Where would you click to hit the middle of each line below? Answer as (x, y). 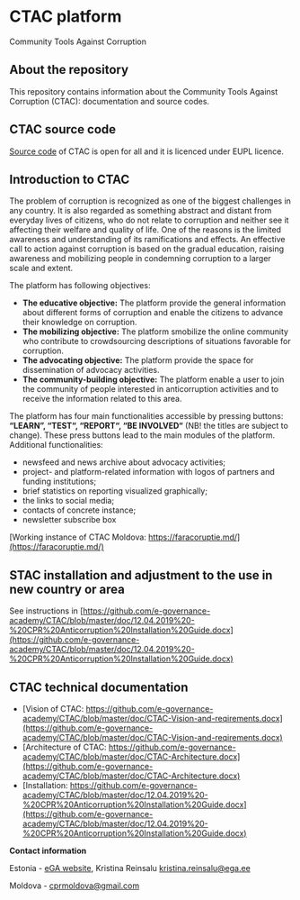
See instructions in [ (46, 611)
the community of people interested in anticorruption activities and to (150, 389)
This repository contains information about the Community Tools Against (144, 91)
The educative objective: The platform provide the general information (154, 303)
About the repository (69, 70)
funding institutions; (59, 482)
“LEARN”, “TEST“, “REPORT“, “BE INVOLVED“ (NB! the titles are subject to (149, 426)
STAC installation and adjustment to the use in (141, 575)
